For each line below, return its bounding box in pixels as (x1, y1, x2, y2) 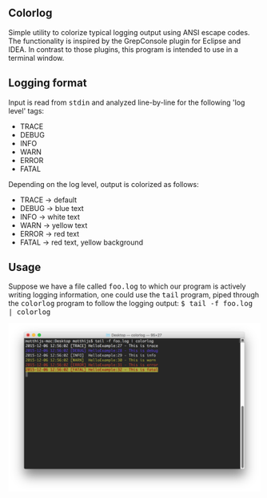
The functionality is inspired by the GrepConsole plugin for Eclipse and (8, 36, 241, 46)
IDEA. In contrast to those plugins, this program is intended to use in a (8, 44, 238, 54)
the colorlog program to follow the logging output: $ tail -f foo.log (8, 299, 253, 309)
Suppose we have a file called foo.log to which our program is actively (8, 281, 246, 291)
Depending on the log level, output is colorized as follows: (8, 179, 199, 189)
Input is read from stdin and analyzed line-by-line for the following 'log (8, 98, 245, 107)
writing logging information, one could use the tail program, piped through (8, 290, 260, 300)
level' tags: (8, 106, 45, 115)
